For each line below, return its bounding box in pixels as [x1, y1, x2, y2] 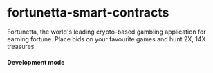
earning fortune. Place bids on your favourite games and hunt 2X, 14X [7, 34, 206, 43]
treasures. [7, 42, 37, 50]
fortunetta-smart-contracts [7, 5, 169, 21]
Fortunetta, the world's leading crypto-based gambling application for [7, 28, 206, 36]
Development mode [7, 58, 65, 66]
